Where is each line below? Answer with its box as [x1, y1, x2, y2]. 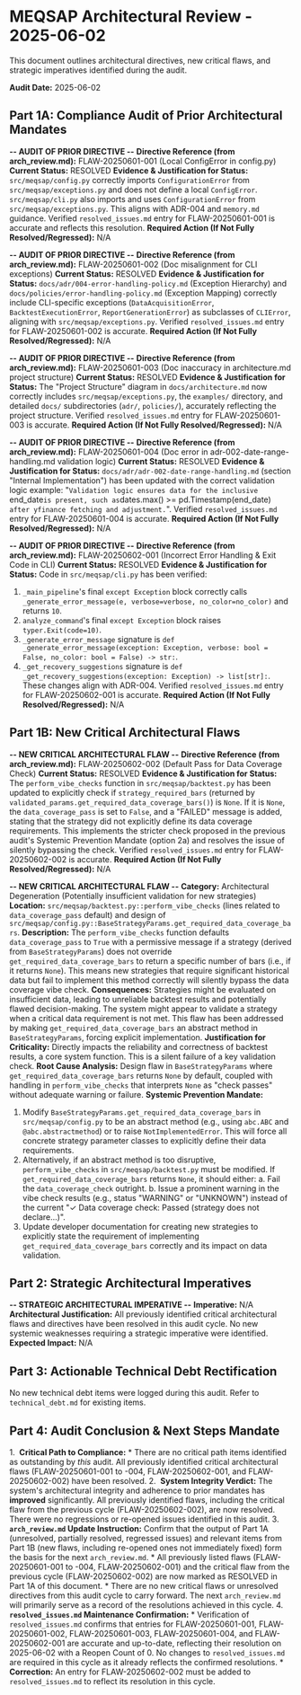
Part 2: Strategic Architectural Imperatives [9, 1276, 252, 1291]
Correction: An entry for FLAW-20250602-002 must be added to [9, 1666, 252, 1677]
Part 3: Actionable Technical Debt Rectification [9, 1364, 278, 1379]
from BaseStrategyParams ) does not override [9, 946, 173, 957]
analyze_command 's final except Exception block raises [22, 614, 222, 625]
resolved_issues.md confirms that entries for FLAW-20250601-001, [9, 1619, 258, 1629]
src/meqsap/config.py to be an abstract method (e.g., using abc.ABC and [22, 1116, 289, 1126]
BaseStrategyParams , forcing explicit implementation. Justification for [9, 1031, 267, 1043]
